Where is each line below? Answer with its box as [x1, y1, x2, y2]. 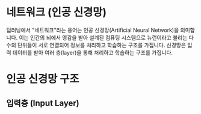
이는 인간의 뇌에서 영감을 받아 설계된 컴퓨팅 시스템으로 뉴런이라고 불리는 [19, 34, 188, 41]
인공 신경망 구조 [6, 73, 79, 86]
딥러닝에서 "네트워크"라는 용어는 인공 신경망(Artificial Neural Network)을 [6, 26, 179, 34]
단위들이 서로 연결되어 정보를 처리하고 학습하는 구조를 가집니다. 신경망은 [17, 41, 187, 49]
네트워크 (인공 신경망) [6, 5, 107, 19]
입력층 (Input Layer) [6, 98, 79, 108]
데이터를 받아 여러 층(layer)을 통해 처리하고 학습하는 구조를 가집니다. [12, 49, 173, 56]
